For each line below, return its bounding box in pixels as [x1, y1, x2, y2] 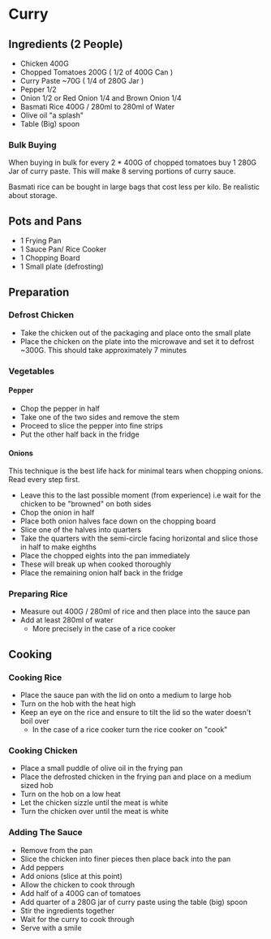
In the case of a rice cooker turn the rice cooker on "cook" [32, 725, 228, 734]
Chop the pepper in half [19, 403, 100, 413]
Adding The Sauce [8, 827, 83, 838]
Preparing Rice [8, 588, 68, 600]
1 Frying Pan [19, 236, 62, 246]
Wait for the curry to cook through [19, 914, 135, 924]
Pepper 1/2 [19, 84, 57, 94]
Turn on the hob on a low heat [19, 789, 121, 799]
